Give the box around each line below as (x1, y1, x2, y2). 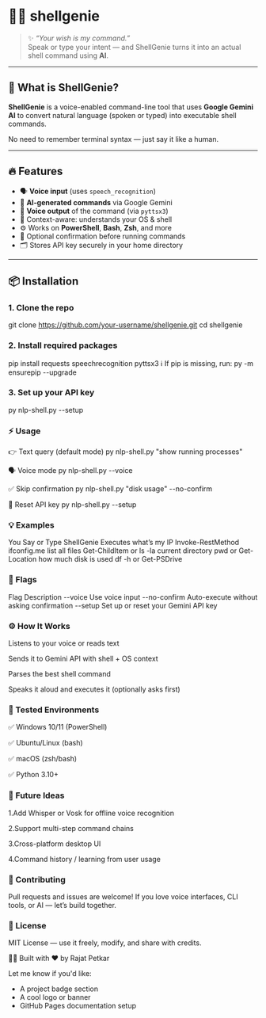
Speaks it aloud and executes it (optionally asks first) (8, 684, 180, 694)
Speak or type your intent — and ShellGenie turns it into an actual (27, 42, 241, 51)
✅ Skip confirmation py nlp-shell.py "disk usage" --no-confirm (8, 484, 213, 494)
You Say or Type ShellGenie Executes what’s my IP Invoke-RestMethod (8, 538, 240, 547)
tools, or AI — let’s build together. (8, 900, 117, 909)
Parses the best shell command (8, 669, 111, 679)
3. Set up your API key (8, 387, 95, 398)
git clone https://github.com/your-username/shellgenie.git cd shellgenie (8, 320, 243, 330)
